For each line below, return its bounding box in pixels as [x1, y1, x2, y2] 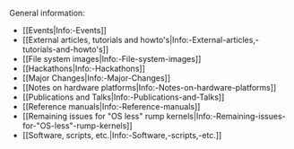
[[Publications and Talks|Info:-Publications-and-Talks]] [22, 92, 225, 102]
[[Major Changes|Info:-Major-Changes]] [22, 73, 171, 83]
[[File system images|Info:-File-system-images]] [22, 54, 202, 64]
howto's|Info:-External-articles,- [140, 35, 260, 45]
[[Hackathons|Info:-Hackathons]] [22, 63, 145, 74]
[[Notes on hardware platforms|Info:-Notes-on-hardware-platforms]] [22, 83, 277, 92]
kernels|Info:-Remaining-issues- [166, 111, 286, 121]
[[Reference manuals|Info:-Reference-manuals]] [22, 101, 201, 111]
